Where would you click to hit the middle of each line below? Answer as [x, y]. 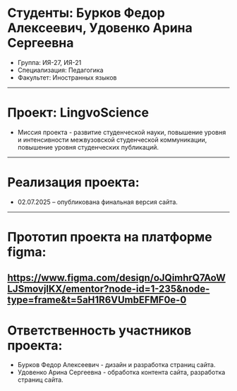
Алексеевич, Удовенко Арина [100, 28]
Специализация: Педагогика [60, 70]
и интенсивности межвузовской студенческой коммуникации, [112, 140]
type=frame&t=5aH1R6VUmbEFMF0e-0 [97, 300]
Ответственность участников [99, 330]
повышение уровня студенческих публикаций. [88, 147]
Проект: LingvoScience [78, 113]
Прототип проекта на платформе [110, 237]
